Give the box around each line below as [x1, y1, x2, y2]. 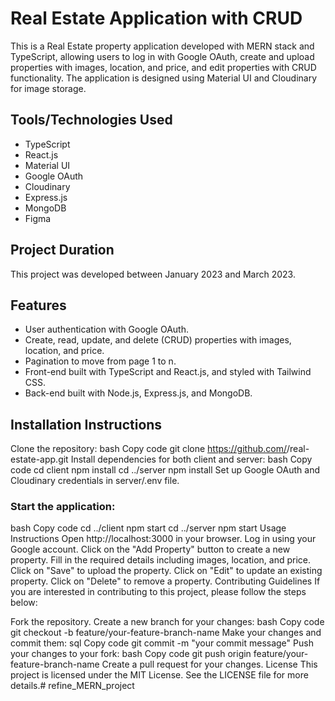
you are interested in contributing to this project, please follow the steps [10, 586, 307, 598]
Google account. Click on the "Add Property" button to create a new [10, 543, 291, 556]
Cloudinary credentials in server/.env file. [10, 475, 180, 487]
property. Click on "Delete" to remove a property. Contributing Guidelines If [10, 575, 321, 587]
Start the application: [10, 500, 116, 514]
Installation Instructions [10, 416, 163, 433]
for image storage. [10, 82, 87, 94]
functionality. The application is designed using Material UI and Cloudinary [10, 72, 318, 84]
